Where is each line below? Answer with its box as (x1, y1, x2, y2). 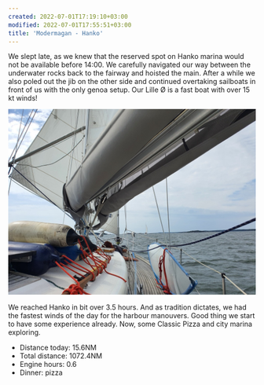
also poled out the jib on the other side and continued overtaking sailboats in (8, 77, 256, 86)
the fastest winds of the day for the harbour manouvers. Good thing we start (8, 311, 255, 321)
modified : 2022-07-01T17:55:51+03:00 (8, 20, 132, 29)
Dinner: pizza (19, 368, 63, 377)
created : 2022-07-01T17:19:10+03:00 (8, 13, 128, 20)
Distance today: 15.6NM (19, 343, 97, 353)
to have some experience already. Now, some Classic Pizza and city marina (8, 319, 253, 329)
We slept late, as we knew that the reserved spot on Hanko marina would (8, 52, 245, 61)
